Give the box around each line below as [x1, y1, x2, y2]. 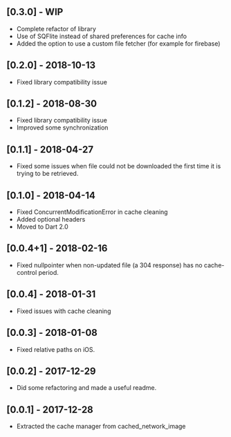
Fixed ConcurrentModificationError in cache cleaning [16, 208, 168, 216]
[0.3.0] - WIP [6, 6, 64, 18]
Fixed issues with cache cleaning [16, 307, 111, 315]
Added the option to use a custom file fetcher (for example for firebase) [16, 39, 221, 48]
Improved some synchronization [16, 123, 109, 132]
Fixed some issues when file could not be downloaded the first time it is [16, 162, 221, 170]
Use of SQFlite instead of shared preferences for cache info [16, 32, 187, 40]
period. [38, 268, 59, 276]
